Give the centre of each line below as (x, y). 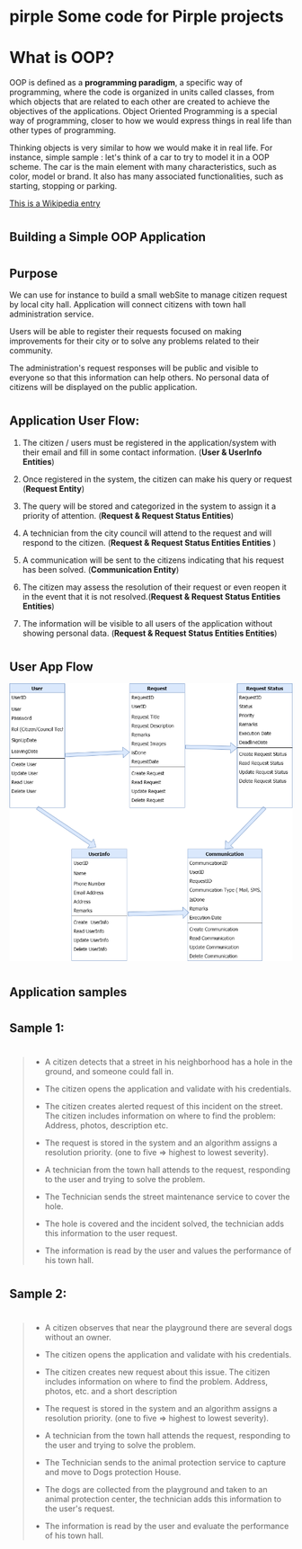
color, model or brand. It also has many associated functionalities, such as (147, 176)
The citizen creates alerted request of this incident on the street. (164, 1106)
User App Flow (51, 667)
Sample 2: (38, 1294)
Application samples (68, 992)
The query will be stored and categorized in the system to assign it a (149, 506)
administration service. (52, 314)
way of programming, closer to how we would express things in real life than (151, 121)
